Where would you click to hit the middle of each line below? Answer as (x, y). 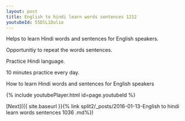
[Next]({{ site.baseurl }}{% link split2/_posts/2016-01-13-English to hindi (93, 106)
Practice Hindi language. (36, 61)
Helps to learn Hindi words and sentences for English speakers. (82, 39)
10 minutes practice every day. (43, 73)
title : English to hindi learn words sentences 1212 (71, 17)
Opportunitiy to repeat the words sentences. (59, 50)
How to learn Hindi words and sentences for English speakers (80, 84)
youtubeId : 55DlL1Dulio (35, 22)
